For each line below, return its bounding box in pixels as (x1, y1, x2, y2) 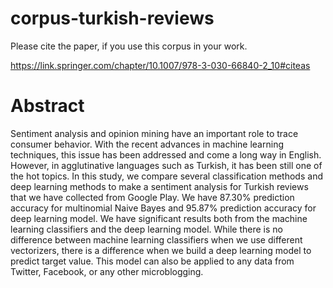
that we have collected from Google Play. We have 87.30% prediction (10, 191, 295, 203)
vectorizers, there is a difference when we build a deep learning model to (10, 244, 312, 256)
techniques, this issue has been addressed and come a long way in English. (10, 148, 322, 161)
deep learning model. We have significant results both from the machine (10, 212, 308, 224)
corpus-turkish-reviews (10, 7, 215, 30)
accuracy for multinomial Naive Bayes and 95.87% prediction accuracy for (10, 202, 317, 214)
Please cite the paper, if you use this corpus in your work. (10, 40, 248, 52)
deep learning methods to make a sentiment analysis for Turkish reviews (10, 180, 309, 192)
